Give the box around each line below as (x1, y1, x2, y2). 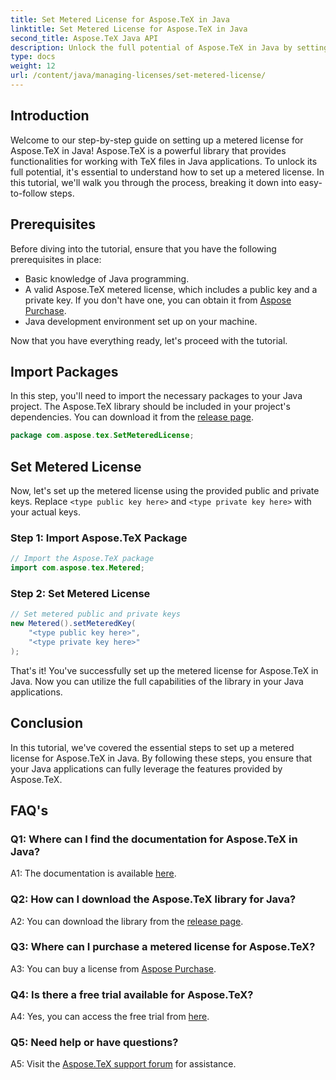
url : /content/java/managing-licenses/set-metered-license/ (10, 71, 267, 81)
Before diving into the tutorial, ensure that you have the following (10, 242, 277, 255)
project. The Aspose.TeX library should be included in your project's (10, 401, 291, 413)
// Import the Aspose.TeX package (10, 554, 155, 564)
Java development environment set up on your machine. (24, 315, 258, 327)
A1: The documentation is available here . (10, 867, 177, 880)
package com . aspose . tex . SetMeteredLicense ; (10, 431, 195, 441)
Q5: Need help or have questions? (10, 1036, 179, 1050)
